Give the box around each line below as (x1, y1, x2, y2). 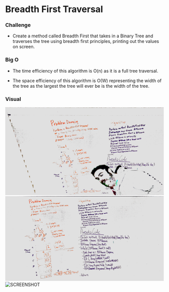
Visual (5, 95, 21, 102)
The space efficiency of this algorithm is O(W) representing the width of (12, 77, 162, 84)
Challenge (5, 22, 31, 29)
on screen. (12, 44, 35, 50)
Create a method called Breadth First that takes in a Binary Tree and (12, 33, 153, 39)
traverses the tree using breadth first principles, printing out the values (12, 38, 159, 44)
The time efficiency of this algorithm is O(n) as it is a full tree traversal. (12, 68, 158, 74)
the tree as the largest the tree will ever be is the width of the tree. (12, 83, 150, 89)
